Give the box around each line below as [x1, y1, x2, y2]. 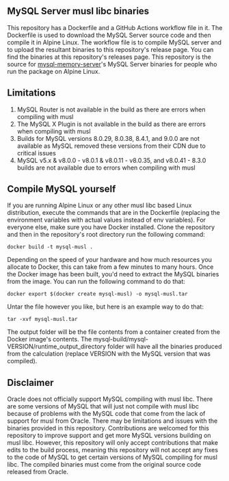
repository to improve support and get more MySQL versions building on [7, 431, 211, 440]
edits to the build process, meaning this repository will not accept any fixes [7, 446, 219, 454]
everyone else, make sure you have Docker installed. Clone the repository [7, 223, 215, 231]
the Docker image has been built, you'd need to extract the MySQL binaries [7, 270, 219, 278]
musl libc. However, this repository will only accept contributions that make [7, 439, 219, 447]
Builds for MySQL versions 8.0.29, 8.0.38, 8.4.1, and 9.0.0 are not [16, 134, 200, 142]
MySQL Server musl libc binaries [7, 5, 150, 17]
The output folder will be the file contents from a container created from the [7, 328, 221, 336]
